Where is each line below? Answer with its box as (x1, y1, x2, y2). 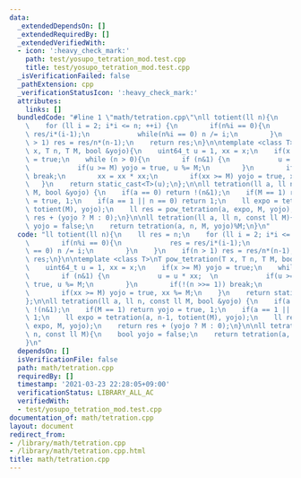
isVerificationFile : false (17, 355, 118, 364)
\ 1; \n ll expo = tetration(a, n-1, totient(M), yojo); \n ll (25, 313, 282, 323)
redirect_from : (9, 430, 66, 439)
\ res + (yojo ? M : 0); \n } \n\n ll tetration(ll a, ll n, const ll (25, 213, 279, 222)
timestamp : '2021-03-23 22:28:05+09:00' (17, 380, 170, 389)
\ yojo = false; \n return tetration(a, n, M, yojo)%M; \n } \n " (25, 222, 271, 230)
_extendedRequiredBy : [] (17, 30, 110, 39)
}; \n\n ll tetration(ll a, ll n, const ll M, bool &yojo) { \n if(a (25, 297, 291, 306)
